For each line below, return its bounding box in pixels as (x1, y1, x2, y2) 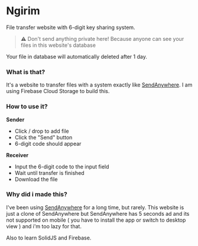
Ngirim (6, 4, 40, 18)
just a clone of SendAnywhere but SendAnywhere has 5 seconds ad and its (6, 210, 190, 217)
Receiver (6, 151, 28, 158)
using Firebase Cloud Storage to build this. (6, 88, 110, 95)
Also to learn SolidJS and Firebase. (6, 234, 92, 241)
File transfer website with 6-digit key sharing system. (6, 24, 135, 31)
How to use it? (6, 103, 48, 111)
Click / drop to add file (14, 127, 69, 135)
